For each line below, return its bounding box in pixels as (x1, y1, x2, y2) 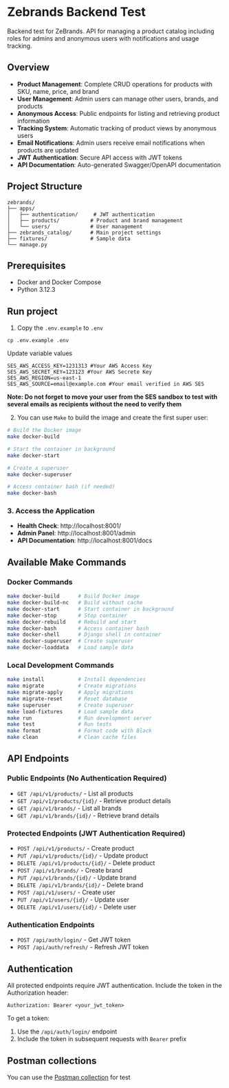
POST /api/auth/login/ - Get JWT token (17, 936, 131, 944)
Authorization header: (7, 989, 69, 997)
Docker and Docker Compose (17, 278, 102, 286)
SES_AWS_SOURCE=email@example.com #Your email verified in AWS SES (7, 381, 205, 388)
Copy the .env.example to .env (17, 324, 103, 332)
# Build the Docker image (7, 427, 81, 434)
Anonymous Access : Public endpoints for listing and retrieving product (17, 109, 220, 117)
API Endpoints (7, 753, 69, 764)
